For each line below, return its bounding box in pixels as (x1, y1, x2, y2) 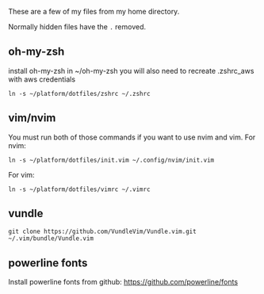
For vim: (8, 170, 35, 179)
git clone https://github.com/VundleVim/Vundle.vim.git (8, 227, 197, 236)
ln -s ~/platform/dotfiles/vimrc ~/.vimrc (8, 185, 151, 193)
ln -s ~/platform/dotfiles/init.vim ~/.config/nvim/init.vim (8, 156, 215, 164)
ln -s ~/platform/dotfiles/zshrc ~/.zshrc (8, 90, 151, 97)
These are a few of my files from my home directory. (8, 7, 180, 16)
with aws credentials (8, 74, 76, 84)
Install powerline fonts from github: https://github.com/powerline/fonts (8, 277, 239, 287)
